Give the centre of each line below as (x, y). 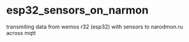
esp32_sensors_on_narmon (78, 10)
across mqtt (21, 33)
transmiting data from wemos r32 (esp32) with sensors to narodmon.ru (94, 27)
